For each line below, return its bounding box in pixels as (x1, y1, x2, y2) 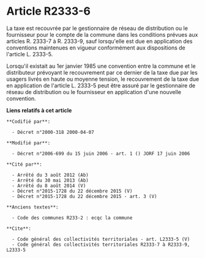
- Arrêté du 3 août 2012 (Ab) (12, 172, 89, 178)
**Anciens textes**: (6, 204, 59, 210)
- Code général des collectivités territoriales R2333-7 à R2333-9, (12, 241, 190, 248)
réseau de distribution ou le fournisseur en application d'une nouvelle (6, 88, 182, 95)
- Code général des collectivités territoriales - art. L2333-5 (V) (12, 236, 190, 242)
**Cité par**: (6, 161, 43, 168)
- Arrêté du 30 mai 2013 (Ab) (12, 177, 89, 183)
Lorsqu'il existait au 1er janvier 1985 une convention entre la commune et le (6, 62, 196, 70)
